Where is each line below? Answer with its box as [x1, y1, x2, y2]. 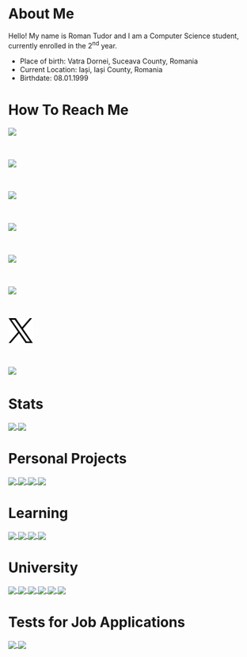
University [8, 559, 78, 577]
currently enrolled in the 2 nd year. [8, 39, 117, 50]
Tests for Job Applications [8, 613, 186, 632]
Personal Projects [8, 449, 127, 467]
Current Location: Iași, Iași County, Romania [19, 64, 163, 74]
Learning [8, 504, 69, 522]
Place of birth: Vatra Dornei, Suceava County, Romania [19, 56, 199, 66]
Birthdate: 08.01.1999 [19, 73, 89, 83]
